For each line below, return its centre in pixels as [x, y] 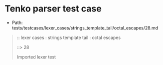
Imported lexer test [36, 57]
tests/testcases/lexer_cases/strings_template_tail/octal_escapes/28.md [85, 27]
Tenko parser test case [53, 9]
